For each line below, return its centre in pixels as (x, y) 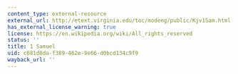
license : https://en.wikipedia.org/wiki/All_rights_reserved (100, 33)
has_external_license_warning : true (62, 27)
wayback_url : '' (31, 60)
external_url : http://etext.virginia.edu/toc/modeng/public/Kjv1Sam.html (119, 20)
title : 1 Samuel (31, 47)
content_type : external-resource (57, 14)
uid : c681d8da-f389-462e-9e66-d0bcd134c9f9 (73, 54)
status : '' (24, 40)
